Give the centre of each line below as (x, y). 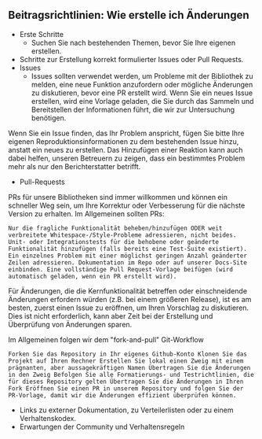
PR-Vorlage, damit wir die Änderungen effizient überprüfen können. (122, 395)
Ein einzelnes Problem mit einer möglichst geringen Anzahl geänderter (127, 256)
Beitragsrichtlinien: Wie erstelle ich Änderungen (129, 15)
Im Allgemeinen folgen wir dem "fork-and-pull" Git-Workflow (106, 339)
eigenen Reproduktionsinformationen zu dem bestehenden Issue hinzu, (124, 141)
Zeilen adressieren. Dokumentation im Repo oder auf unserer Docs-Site (127, 262)
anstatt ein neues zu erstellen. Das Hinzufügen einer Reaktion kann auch (126, 149)
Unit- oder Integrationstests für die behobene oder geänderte (114, 242)
